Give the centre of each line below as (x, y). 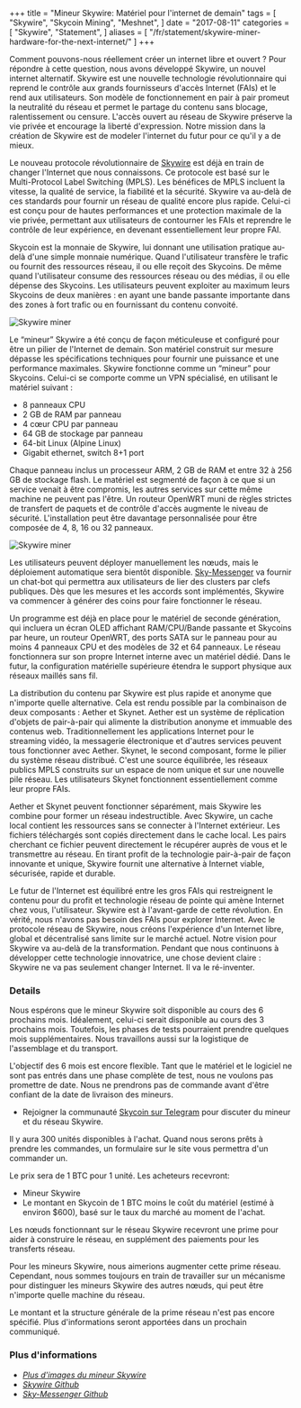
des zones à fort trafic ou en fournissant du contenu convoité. (124, 304)
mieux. (22, 145)
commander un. (39, 1158)
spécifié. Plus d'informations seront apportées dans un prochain (128, 1322)
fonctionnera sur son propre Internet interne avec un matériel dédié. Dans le (150, 656)
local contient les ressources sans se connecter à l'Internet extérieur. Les (145, 825)
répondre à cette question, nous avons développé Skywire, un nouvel (138, 68)
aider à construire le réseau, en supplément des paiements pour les (134, 1240)
